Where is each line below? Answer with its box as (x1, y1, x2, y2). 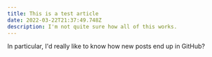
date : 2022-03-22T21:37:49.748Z (7, 17, 102, 24)
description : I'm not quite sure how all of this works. (7, 23, 178, 30)
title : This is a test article (7, 10, 99, 17)
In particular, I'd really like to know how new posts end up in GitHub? (7, 42, 206, 51)
